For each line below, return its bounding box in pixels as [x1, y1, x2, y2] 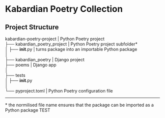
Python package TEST [5, 107, 51, 113]
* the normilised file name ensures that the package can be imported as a [5, 102, 154, 108]
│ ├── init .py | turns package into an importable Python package [5, 47, 137, 52]
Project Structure [5, 23, 59, 31]
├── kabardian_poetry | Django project [5, 57, 85, 62]
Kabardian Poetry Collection [5, 3, 123, 15]
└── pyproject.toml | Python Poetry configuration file [5, 88, 113, 94]
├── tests [5, 72, 26, 78]
